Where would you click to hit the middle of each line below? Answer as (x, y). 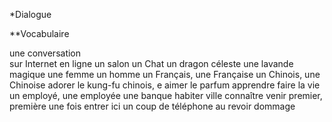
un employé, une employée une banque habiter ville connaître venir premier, (166, 95)
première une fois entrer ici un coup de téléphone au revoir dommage (152, 106)
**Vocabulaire (39, 33)
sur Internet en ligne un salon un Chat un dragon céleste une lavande (151, 63)
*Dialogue (30, 14)
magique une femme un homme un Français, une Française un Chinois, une (165, 74)
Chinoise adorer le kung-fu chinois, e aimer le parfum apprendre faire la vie (165, 85)
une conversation (45, 53)
